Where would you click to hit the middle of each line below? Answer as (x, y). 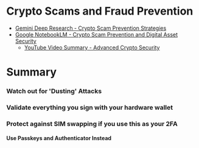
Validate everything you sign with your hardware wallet (90, 107)
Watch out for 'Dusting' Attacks (54, 91)
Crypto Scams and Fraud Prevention (100, 11)
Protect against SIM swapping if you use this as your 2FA (92, 124)
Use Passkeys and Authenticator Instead (59, 138)
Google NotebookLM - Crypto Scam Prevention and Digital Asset (96, 34)
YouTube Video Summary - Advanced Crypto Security (92, 48)
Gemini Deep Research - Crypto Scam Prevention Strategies (91, 28)
